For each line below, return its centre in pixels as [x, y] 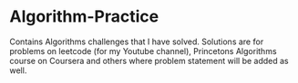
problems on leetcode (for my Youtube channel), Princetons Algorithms [143, 51]
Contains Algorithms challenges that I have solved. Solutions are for [137, 41]
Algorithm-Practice [84, 17]
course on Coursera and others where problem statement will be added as [149, 60]
